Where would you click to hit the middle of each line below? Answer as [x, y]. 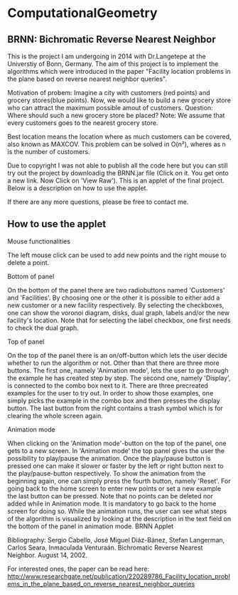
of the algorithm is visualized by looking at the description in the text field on [119, 518]
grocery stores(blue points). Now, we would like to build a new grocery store [119, 100]
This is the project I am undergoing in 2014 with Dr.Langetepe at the [107, 56]
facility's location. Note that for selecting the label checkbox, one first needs [119, 320]
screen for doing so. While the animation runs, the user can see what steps [117, 511]
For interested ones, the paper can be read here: [79, 569]
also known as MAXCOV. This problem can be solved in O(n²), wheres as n [117, 144]
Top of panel [26, 342]
